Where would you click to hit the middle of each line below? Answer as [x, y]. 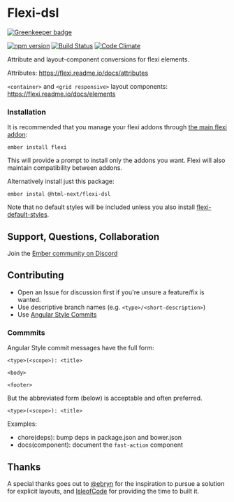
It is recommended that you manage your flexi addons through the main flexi [117, 127]
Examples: [22, 424]
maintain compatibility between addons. [65, 168]
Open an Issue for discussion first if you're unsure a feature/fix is [111, 292]
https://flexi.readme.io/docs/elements [61, 94]
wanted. [29, 299]
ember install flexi [37, 148]
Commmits [26, 332]
